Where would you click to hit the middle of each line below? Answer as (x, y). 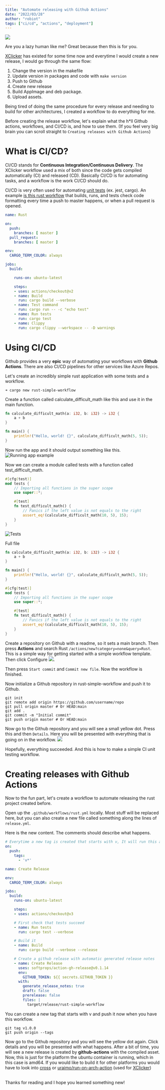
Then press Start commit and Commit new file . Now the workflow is (74, 669)
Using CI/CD (31, 347)
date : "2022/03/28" (25, 14)
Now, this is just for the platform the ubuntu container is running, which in (79, 1057)
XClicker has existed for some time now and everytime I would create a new (82, 56)
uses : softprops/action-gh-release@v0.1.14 (63, 968)
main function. (20, 404)
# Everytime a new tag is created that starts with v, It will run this (81, 842)
